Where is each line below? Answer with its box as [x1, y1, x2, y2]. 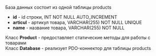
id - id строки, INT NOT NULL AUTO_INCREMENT [12, 14, 118, 20]
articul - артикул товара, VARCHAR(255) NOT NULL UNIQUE [12, 20, 142, 25]
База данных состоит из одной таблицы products [5, 5, 112, 10]
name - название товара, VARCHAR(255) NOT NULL [12, 25, 125, 31]
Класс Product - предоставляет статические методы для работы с [5, 35, 151, 40]
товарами [5, 40, 27, 46]
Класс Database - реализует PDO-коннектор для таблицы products [5, 45, 151, 51]
